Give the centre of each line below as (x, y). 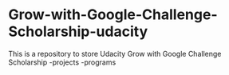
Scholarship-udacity (78, 32)
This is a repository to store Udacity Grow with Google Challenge (115, 53)
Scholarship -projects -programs (62, 62)
